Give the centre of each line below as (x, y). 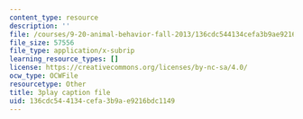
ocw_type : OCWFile (44, 76)
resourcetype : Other (48, 84)
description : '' (40, 26)
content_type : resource (54, 17)
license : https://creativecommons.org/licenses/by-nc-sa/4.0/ (129, 68)
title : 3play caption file (60, 92)
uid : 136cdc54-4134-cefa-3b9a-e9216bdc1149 (92, 101)
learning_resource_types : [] (64, 59)
